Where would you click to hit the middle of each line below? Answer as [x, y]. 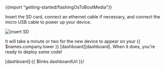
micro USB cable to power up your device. [48, 22]
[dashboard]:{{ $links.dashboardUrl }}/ [45, 61]
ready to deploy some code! [34, 52]
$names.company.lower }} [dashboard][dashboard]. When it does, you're [80, 46]
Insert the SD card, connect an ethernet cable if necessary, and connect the [83, 17]
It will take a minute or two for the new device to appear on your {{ [73, 41]
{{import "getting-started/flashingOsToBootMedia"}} [59, 7]
